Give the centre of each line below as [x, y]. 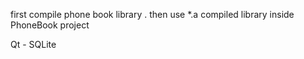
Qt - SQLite [33, 44]
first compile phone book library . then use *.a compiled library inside [152, 14]
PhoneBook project [50, 25]
